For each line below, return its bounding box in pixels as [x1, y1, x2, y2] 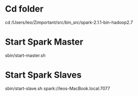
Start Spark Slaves [5, 69, 82, 80]
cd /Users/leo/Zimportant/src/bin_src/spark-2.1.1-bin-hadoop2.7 [5, 19, 133, 25]
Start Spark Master [5, 36, 84, 48]
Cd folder [5, 3, 44, 15]
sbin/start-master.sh [5, 52, 46, 58]
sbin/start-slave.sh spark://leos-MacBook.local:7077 [5, 85, 110, 91]
